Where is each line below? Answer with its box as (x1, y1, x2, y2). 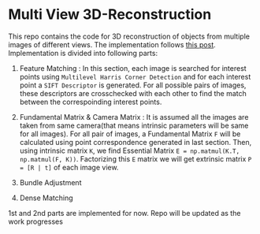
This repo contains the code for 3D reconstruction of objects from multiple (8, 32, 251, 41)
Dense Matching (19, 193, 73, 202)
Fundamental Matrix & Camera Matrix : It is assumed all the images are (19, 112, 249, 121)
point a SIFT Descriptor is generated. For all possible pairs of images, (19, 80, 247, 90)
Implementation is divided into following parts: (8, 48, 158, 58)
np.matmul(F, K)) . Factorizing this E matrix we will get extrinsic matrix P (19, 154, 252, 163)
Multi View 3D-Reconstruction (8, 6, 212, 24)
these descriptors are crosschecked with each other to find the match (19, 88, 247, 98)
